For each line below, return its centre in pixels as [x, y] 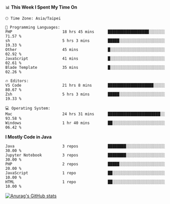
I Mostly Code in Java [29, 137]
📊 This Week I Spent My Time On [41, 7]
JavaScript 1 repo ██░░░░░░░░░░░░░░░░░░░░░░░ [85, 173]
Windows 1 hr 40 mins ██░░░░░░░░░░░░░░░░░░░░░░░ [85, 123]
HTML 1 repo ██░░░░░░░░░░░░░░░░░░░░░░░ [85, 182]
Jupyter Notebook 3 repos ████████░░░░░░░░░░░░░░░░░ [85, 155]
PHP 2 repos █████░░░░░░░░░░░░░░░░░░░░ [85, 164]
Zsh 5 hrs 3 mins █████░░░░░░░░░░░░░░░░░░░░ [85, 94]
